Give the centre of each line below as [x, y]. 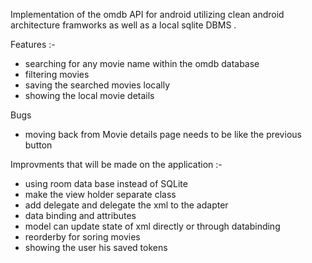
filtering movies [57, 74]
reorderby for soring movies [82, 237]
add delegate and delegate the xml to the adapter [126, 205]
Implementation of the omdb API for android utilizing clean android [147, 14]
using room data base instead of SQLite [106, 183]
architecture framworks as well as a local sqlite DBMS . [123, 25]
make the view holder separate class [100, 194]
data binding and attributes [80, 215]
